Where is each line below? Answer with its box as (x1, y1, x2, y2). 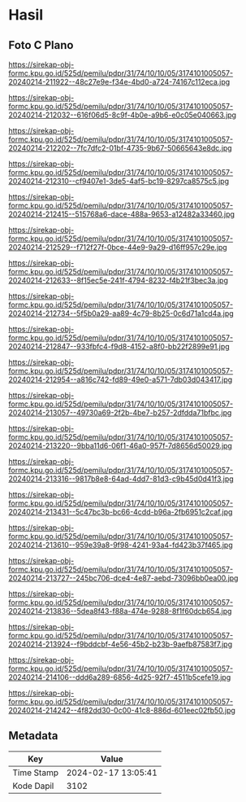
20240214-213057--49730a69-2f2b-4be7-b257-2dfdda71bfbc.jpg (8, 408, 232, 417)
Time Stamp (12, 767, 59, 778)
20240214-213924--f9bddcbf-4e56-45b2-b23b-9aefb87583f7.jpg (8, 639, 233, 649)
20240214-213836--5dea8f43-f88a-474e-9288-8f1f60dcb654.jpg (8, 607, 232, 616)
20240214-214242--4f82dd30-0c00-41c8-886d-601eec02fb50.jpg (8, 706, 235, 715)
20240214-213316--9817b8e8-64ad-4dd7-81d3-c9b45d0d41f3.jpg (8, 474, 234, 484)
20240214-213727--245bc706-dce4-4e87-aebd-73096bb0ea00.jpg (8, 573, 239, 583)
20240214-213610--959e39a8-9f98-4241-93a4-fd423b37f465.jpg (8, 540, 233, 550)
